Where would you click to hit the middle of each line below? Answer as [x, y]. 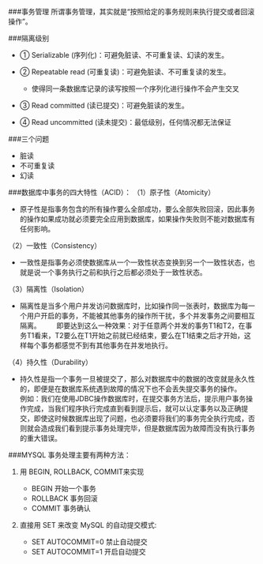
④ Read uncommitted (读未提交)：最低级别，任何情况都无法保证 [125, 122]
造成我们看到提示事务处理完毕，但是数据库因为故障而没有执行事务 [148, 428]
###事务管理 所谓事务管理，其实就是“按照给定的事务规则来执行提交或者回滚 [131, 11]
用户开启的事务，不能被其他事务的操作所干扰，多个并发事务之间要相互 [141, 316]
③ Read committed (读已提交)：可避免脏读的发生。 [104, 105]
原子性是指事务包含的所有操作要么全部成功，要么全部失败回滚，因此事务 [137, 209]
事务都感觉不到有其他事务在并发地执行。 [106, 345]
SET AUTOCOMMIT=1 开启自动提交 [88, 552]
